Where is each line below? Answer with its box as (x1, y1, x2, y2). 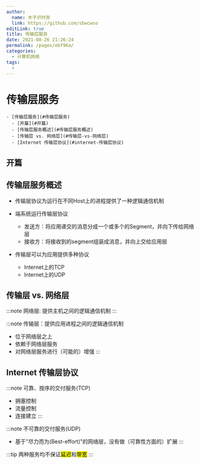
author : (6, 8, 26, 15)
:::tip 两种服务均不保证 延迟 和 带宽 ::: (6, 451, 93, 458)
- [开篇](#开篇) (11, 121, 49, 127)
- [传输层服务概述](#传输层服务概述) (11, 127, 93, 133)
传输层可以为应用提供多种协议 (14, 251, 89, 258)
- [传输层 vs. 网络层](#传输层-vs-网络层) (11, 133, 109, 139)
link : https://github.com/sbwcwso (11, 20, 98, 26)
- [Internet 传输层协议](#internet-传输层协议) (11, 140, 125, 146)
